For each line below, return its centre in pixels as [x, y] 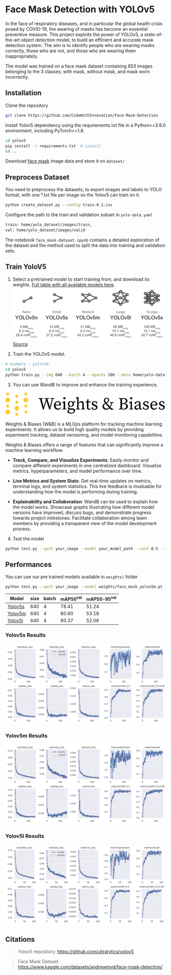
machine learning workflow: [34, 450]
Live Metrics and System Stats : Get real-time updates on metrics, [82, 481]
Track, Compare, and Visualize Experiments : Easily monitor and [81, 460]
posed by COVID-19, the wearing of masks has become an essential [77, 29]
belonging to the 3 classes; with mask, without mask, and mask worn [78, 71]
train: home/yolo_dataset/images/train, [49, 224]
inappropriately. [22, 56]
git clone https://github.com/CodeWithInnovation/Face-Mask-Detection [82, 115]
